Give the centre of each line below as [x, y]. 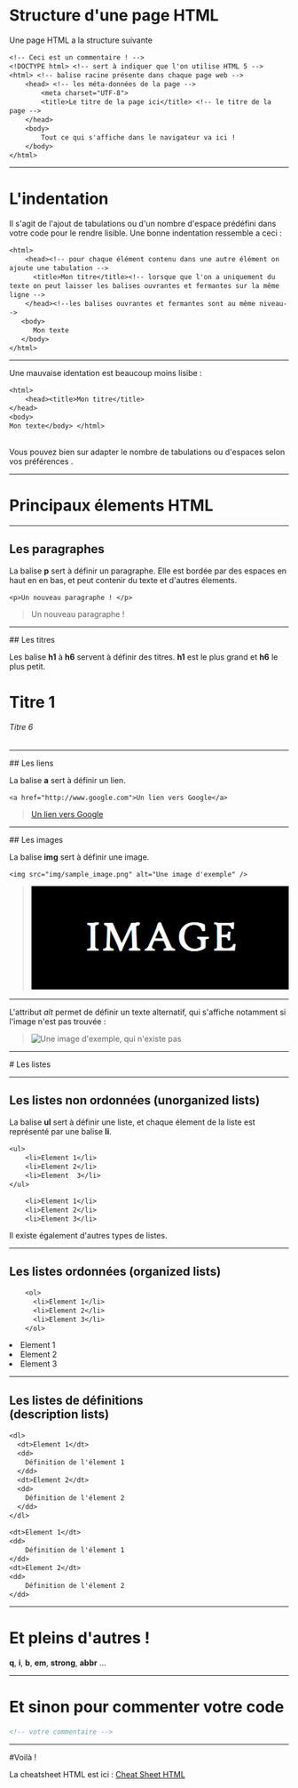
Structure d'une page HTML [114, 16]
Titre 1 [32, 702]
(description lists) [59, 1414]
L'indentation [59, 199]
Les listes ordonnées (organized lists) [115, 1271]
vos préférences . [41, 461]
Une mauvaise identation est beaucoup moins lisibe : [106, 373]
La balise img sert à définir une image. [79, 857]
